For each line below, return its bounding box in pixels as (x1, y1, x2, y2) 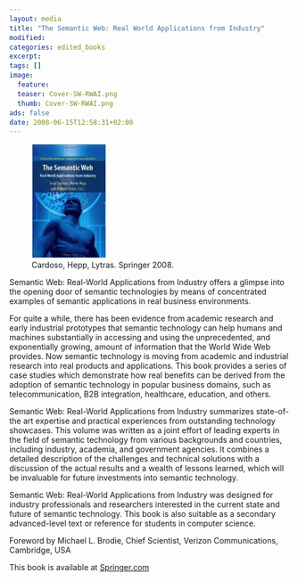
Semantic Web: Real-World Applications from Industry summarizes (9, 406, 254, 417)
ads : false (9, 108, 50, 118)
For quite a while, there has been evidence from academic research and (9, 313, 274, 324)
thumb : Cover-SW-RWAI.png (17, 99, 114, 108)
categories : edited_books (9, 43, 105, 52)
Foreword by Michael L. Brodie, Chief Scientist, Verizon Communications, (9, 536, 278, 546)
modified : (9, 33, 46, 42)
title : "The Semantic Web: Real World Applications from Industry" (9, 23, 266, 33)
